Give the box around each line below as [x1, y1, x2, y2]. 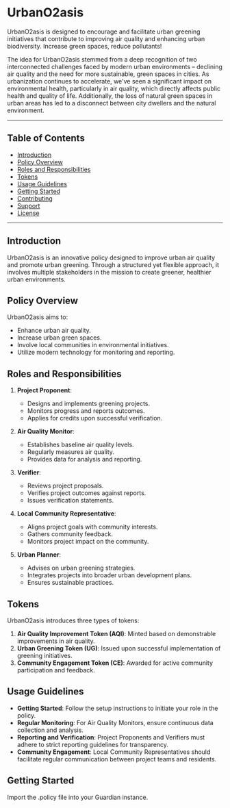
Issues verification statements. [27, 496, 114, 505]
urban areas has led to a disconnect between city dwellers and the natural [7, 99, 216, 107]
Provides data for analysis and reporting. [27, 455, 142, 464]
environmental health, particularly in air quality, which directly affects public [7, 84, 221, 92]
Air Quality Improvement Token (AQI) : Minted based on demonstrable [16, 630, 216, 637]
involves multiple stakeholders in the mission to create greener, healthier [7, 268, 212, 276]
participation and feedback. [16, 666, 95, 674]
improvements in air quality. [16, 637, 96, 645]
